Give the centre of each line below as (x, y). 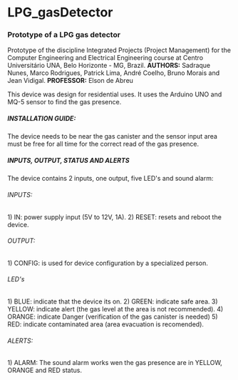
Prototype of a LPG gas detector (64, 35)
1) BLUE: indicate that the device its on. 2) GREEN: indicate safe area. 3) (113, 301)
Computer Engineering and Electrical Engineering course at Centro (105, 58)
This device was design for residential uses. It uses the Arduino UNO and (115, 94)
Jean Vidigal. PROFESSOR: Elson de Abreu (71, 81)
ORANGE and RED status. (45, 370)
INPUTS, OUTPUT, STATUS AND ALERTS (68, 161)
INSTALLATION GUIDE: (42, 119)
